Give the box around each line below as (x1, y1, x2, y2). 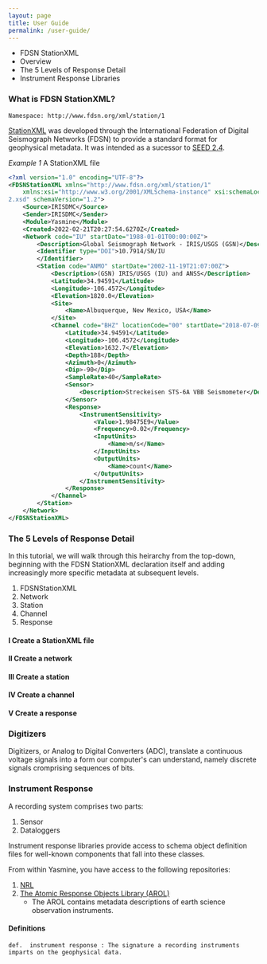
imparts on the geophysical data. (8, 948, 123, 956)
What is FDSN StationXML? (8, 93, 116, 104)
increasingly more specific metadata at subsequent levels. (8, 568, 199, 578)
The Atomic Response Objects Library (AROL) (19, 888, 170, 898)
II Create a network (8, 654, 73, 664)
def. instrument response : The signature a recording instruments (8, 941, 240, 949)
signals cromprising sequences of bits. (8, 763, 135, 773)
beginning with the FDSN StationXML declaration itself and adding (8, 559, 225, 570)
